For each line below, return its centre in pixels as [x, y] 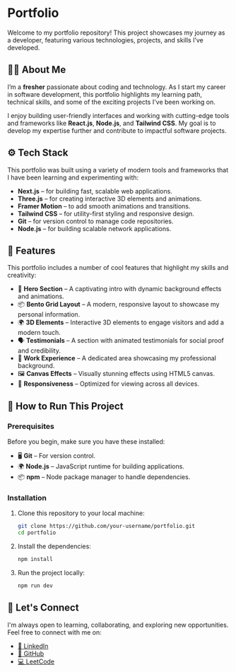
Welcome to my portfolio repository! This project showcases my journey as [116, 33]
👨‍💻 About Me [37, 70]
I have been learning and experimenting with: [73, 177]
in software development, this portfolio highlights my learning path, [105, 94]
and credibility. [39, 350]
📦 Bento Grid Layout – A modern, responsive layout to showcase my [118, 305]
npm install [35, 560]
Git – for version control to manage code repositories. [95, 221]
